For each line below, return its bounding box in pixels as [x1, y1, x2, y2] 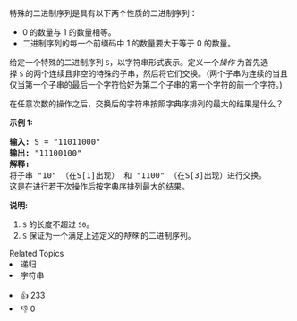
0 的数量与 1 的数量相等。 [21, 27, 116, 38]
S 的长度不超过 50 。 [21, 219, 95, 230]
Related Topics [9, 249, 64, 258]
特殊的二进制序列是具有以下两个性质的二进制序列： [9, 8, 198, 18]
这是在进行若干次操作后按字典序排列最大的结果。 [9, 182, 190, 191]
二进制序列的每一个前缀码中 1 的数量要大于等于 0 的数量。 [21, 38, 236, 48]
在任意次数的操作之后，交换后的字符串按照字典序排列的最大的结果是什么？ [9, 98, 284, 109]
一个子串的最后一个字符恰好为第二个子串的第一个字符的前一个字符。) [32, 80, 284, 89]
